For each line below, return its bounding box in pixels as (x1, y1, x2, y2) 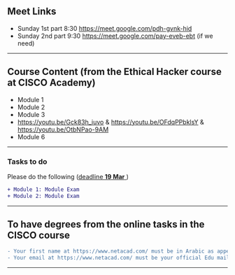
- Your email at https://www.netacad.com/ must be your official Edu (7, 255, 215, 262)
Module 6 (17, 132, 45, 141)
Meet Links (7, 6, 57, 17)
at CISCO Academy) (7, 77, 96, 89)
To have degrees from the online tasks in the (7, 218, 205, 230)
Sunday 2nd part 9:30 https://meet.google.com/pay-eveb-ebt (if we (17, 31, 213, 40)
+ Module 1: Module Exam (7, 185, 80, 193)
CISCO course (7, 230, 71, 241)
